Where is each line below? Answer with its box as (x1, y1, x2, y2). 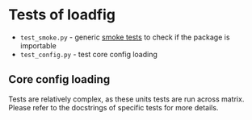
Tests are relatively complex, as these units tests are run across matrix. (8, 94, 245, 104)
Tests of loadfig (8, 6, 115, 24)
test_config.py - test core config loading (19, 49, 157, 59)
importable (19, 40, 57, 50)
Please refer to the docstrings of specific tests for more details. (8, 102, 219, 112)
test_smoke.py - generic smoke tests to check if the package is (19, 32, 230, 42)
